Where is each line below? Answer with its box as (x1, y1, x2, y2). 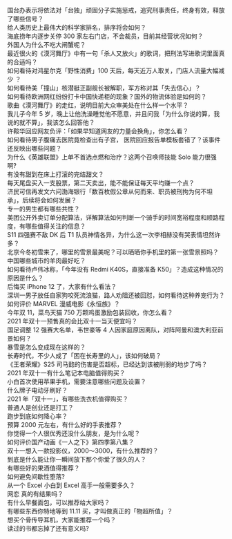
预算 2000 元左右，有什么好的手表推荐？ (7, 421, 123, 428)
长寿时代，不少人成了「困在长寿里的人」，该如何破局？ (7, 352, 162, 359)
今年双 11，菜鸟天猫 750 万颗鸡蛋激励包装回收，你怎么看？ (7, 308, 174, 316)
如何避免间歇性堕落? (7, 473, 66, 480)
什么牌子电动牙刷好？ (7, 386, 68, 394)
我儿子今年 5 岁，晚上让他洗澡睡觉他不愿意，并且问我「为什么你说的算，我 (7, 110, 220, 117)
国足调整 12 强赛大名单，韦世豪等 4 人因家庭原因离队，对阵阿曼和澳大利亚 (7, 325, 218, 334)
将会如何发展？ (34, 196, 77, 204)
